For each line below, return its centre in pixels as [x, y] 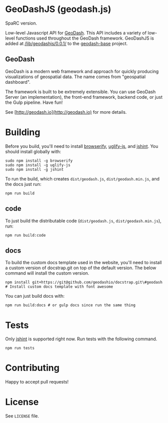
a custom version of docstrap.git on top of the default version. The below [81, 268]
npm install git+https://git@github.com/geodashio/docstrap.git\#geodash [84, 282]
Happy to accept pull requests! [37, 382]
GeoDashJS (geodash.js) [58, 9]
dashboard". [18, 82]
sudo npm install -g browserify [39, 161]
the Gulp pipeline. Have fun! [34, 102]
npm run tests [20, 348]
